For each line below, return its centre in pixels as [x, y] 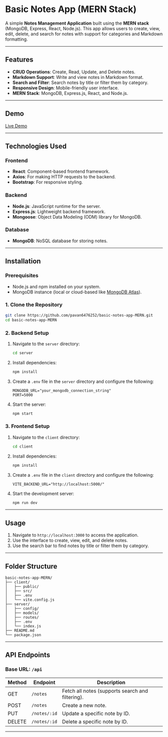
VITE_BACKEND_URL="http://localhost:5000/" [58, 484]
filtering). [73, 697]
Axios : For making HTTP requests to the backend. [64, 177]
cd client [23, 446]
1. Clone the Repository [34, 305]
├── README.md [20, 631]
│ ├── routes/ [22, 617]
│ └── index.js [23, 626]
